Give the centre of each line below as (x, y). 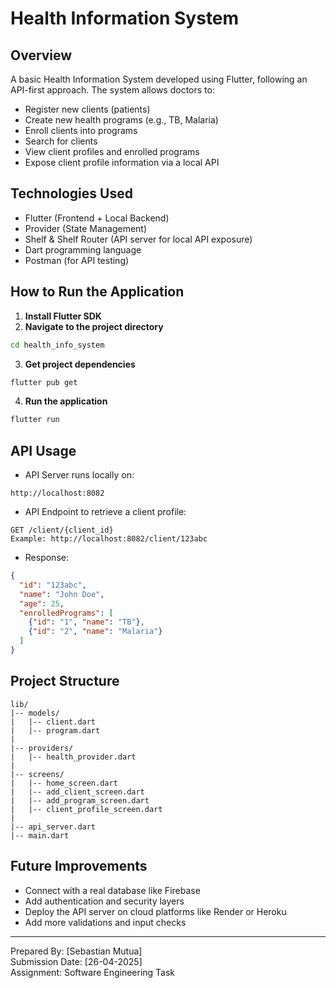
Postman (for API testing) (77, 260)
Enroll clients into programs (81, 130)
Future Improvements (79, 866)
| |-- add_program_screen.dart (80, 800)
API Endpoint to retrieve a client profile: (105, 512)
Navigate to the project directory (94, 326)
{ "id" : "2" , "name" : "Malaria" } (95, 632)
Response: (46, 558)
